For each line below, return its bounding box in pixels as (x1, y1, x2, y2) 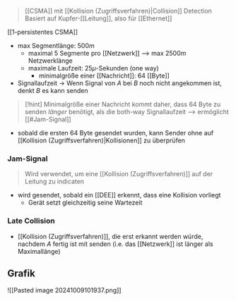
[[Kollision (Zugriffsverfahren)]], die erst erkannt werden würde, (17, 232, 203, 240)
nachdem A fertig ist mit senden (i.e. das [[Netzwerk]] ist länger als (17, 240, 213, 248)
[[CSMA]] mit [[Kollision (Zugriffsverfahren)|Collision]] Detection (24, 7, 212, 15)
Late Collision (7, 216, 55, 226)
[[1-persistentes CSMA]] (7, 28, 78, 36)
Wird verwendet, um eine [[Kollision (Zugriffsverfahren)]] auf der (24, 170, 213, 178)
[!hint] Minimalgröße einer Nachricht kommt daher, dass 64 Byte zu (24, 100, 221, 109)
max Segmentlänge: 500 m (17, 42, 95, 49)
